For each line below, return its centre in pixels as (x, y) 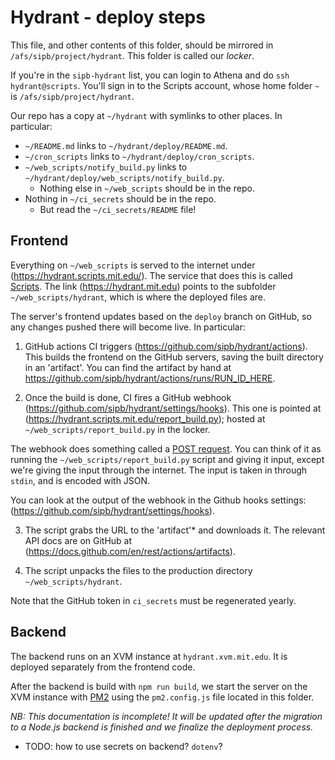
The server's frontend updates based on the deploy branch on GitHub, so (161, 316)
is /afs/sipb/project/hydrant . (72, 96)
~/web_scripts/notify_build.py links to (106, 167)
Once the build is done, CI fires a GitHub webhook (128, 397)
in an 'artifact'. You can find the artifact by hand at (128, 367)
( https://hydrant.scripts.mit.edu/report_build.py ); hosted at (145, 418)
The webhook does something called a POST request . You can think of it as (166, 448)
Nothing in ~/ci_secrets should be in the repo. (120, 198)
